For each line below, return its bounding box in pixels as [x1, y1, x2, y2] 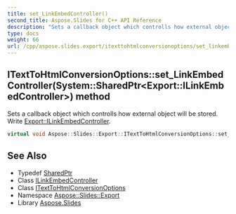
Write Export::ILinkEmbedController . [7, 116, 111, 125]
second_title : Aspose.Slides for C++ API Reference [7, 17, 162, 24]
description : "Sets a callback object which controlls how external [7, 23, 212, 30]
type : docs [7, 29, 39, 37]
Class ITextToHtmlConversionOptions [17, 183, 126, 192]
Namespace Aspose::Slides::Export [17, 191, 120, 199]
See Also [7, 150, 47, 162]
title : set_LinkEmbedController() [7, 10, 109, 18]
